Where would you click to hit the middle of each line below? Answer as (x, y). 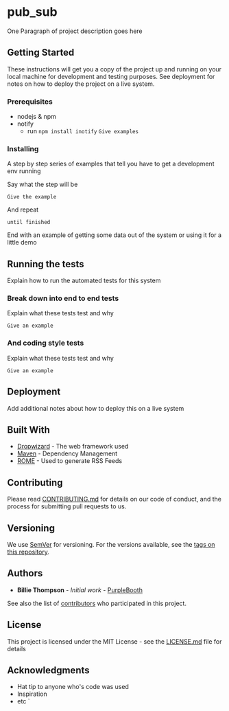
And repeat (23, 210)
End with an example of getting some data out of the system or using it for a (114, 235)
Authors (25, 573)
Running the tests (46, 264)
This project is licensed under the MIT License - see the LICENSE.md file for (114, 641)
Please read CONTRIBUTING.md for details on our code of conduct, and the (114, 499)
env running (24, 171)
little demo (22, 242)
